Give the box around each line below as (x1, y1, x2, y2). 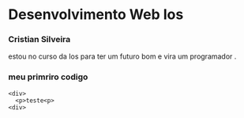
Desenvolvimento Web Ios (8, 6, 184, 24)
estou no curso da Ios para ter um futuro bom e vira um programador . (8, 51, 237, 61)
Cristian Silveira (8, 34, 71, 45)
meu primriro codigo (8, 71, 88, 82)
